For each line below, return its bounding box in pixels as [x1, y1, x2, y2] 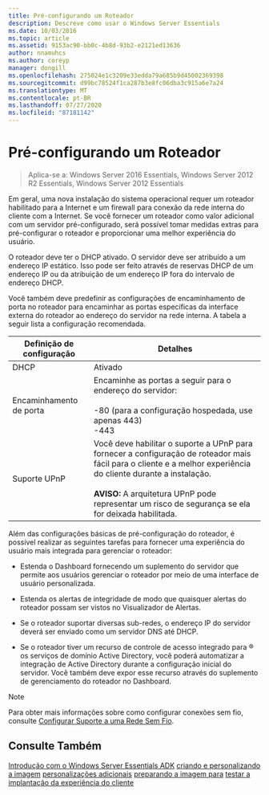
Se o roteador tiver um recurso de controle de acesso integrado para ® [19, 642, 254, 651]
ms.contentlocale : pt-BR [8, 94, 91, 102]
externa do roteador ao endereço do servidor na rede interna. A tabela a [8, 310, 247, 320]
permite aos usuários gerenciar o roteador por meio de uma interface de [19, 569, 259, 579]
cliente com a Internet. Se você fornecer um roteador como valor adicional [8, 210, 255, 221]
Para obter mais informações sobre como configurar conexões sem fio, [8, 707, 244, 717]
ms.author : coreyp [8, 57, 70, 65]
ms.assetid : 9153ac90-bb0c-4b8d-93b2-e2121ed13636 [8, 42, 181, 50]
